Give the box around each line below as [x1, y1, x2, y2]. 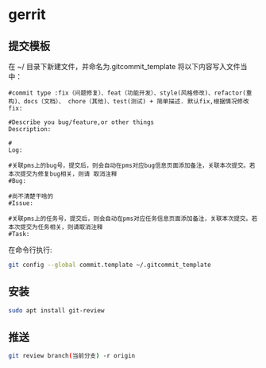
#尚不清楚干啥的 [8, 192, 54, 200]
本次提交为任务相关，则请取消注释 [8, 223, 103, 231]
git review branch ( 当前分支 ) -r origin [8, 352, 136, 360]
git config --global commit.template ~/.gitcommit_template [8, 261, 212, 269]
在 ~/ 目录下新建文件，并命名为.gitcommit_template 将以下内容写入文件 [8, 62, 241, 71]
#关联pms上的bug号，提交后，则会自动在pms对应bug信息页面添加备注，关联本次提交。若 [8, 161, 256, 169]
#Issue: [8, 199, 34, 207]
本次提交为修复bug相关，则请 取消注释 [8, 170, 118, 178]
